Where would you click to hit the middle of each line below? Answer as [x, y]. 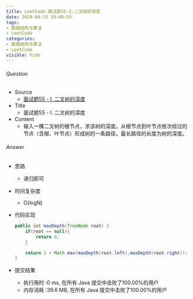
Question [17, 74]
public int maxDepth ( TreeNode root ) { [62, 226]
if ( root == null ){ [48, 231]
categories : [20, 39]
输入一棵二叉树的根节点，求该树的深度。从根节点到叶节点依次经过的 [105, 126]
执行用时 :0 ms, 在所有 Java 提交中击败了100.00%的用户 [91, 283]
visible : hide [23, 55]
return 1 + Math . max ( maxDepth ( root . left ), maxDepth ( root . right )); [107, 253]
